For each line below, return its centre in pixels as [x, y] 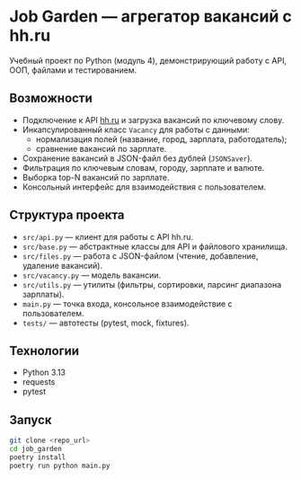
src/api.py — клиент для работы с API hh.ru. [107, 236]
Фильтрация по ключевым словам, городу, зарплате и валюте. [143, 167]
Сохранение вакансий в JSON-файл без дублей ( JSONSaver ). [137, 158]
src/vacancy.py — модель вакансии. [92, 275]
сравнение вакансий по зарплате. [101, 148]
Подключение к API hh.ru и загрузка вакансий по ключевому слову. [153, 120]
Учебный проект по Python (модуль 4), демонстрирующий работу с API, [148, 60]
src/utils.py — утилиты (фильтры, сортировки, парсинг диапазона [152, 284]
